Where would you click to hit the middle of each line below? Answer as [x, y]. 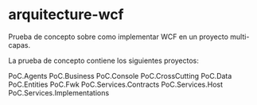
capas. [19, 45]
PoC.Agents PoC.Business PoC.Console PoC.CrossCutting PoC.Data [120, 76]
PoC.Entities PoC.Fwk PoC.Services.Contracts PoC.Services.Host [116, 84]
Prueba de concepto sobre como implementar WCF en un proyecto [119, 37]
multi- [240, 37]
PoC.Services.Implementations [59, 92]
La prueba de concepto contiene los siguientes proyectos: [103, 60]
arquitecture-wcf [66, 15]
